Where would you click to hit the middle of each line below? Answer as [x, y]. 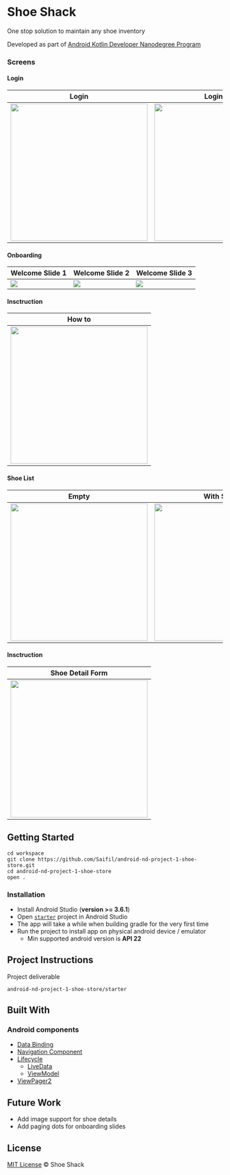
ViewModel [43, 1073]
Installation [26, 894]
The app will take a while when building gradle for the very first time [113, 924]
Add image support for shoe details [67, 1119]
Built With [28, 1010]
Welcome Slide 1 [39, 273]
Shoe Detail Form [79, 673]
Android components [43, 1030]
